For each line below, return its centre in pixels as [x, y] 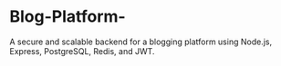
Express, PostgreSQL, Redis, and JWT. [82, 51]
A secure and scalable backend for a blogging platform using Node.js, [140, 42]
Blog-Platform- [68, 17]
